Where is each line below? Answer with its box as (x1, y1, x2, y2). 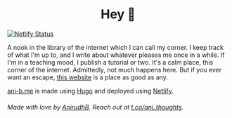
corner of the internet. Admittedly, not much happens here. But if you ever (7, 65, 222, 74)
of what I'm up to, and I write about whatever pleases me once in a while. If (7, 51, 225, 59)
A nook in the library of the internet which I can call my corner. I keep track (7, 43, 224, 51)
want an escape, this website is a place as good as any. (7, 73, 169, 81)
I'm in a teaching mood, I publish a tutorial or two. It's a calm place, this (7, 58, 214, 66)
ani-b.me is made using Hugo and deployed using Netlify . (7, 86, 174, 95)
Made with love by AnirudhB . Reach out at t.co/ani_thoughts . (7, 103, 184, 111)
